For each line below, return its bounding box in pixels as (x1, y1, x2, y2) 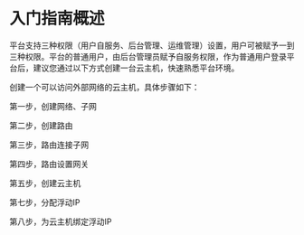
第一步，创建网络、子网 (9, 100, 97, 111)
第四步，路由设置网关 (9, 158, 89, 169)
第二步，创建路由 (9, 119, 73, 131)
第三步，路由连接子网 (9, 139, 89, 150)
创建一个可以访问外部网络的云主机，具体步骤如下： (9, 81, 200, 92)
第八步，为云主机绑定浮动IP (9, 216, 112, 227)
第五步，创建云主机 (9, 177, 81, 188)
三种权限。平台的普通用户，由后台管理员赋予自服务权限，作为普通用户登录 (9, 51, 287, 61)
